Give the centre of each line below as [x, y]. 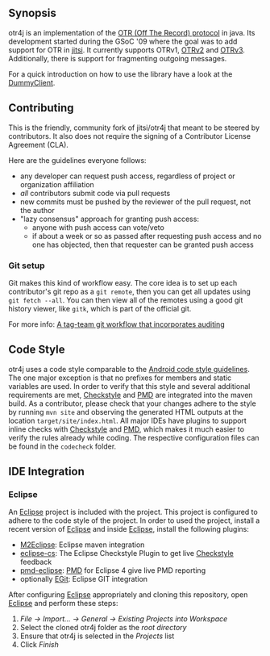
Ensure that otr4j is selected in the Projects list [97, 636]
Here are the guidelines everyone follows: [77, 160]
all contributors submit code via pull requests [95, 193]
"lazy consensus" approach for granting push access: [110, 219]
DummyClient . [32, 82]
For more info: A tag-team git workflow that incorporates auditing [116, 324]
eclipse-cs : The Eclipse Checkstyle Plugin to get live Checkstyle [127, 554]
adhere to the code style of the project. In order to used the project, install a [134, 520]
